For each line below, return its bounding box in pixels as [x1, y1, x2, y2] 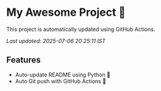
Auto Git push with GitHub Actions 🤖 [15, 77, 107, 84]
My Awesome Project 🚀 [6, 5, 126, 19]
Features [6, 55, 41, 66]
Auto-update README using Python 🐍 [15, 71, 111, 78]
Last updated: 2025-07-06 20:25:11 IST [6, 37, 106, 44]
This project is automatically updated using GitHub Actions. [6, 25, 156, 33]
